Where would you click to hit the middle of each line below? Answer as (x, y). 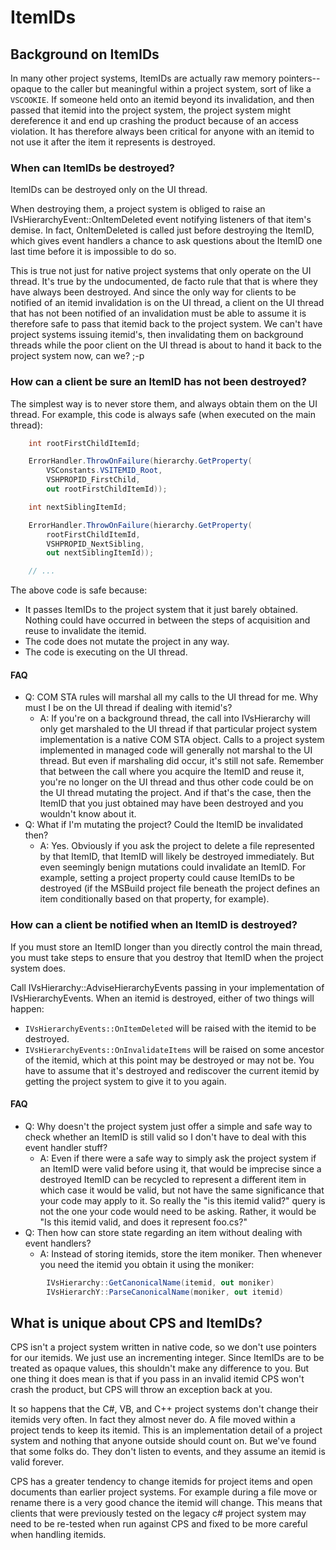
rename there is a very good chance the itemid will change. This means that (166, 1503)
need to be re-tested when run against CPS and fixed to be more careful (159, 1524)
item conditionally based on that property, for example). (154, 899)
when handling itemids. (58, 1535)
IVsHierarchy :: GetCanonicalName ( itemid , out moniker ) (160, 1282)
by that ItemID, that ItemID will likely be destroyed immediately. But (177, 857)
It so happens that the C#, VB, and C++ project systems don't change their (164, 1409)
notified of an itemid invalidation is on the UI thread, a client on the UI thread (167, 303)
